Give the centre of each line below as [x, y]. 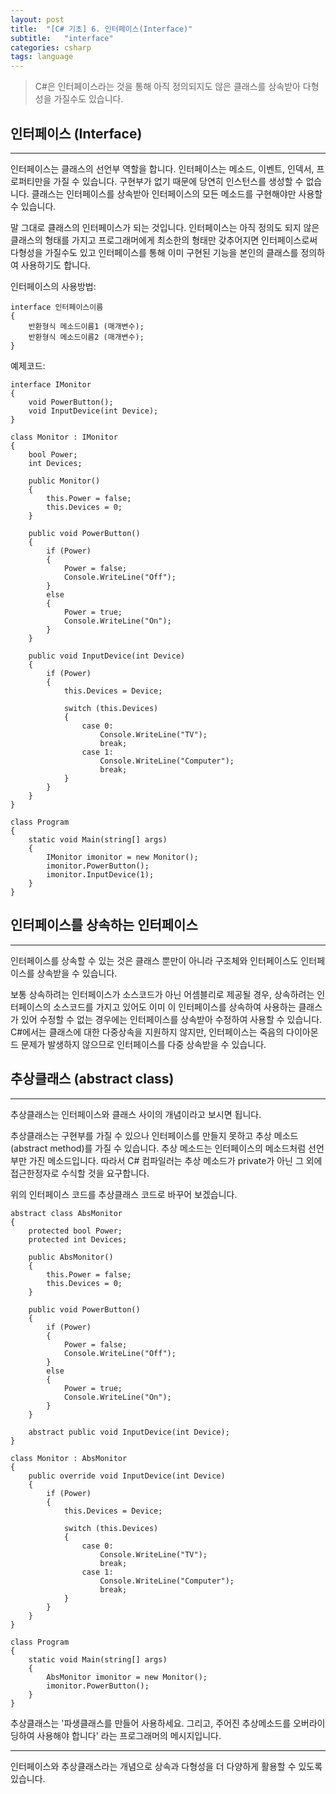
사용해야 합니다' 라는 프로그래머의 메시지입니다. [129, 1735]
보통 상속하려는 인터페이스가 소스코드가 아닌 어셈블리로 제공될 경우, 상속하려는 [162, 994]
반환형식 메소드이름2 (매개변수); [86, 337]
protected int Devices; [78, 1239]
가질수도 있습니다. [88, 99]
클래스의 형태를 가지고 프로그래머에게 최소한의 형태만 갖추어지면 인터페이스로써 [164, 240]
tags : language [42, 57]
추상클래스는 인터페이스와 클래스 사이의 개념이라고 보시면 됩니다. [136, 1114]
